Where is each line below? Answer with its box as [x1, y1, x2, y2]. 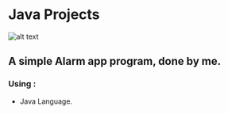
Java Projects [8, 6, 101, 24]
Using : [8, 78, 37, 89]
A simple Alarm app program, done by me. [8, 55, 221, 68]
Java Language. [19, 97, 73, 106]
